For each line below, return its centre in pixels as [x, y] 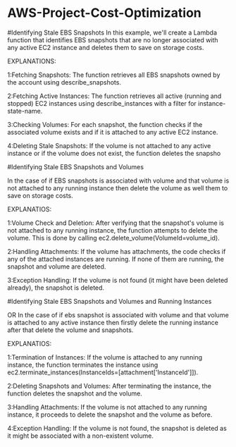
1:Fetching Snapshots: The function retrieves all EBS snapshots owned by [114, 75]
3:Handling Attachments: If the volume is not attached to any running [107, 407]
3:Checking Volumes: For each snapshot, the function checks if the [105, 124]
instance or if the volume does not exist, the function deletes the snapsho [114, 153]
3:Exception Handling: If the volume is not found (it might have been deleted [118, 280]
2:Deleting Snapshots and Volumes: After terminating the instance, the [109, 386]
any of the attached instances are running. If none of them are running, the [116, 259]
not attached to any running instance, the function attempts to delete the [113, 230]
